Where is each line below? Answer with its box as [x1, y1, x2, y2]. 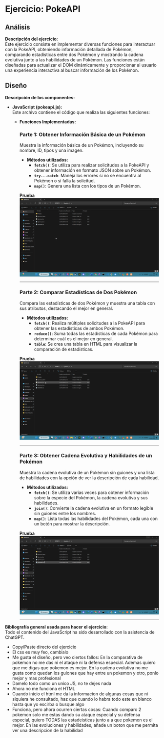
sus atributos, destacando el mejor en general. [19, 305, 113, 311]
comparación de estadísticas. [34, 346, 94, 352]
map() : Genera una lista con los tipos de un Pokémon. [34, 183, 141, 189]
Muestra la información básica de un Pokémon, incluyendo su [19, 142, 144, 148]
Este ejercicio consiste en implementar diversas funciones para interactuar [5, 41, 156, 47]
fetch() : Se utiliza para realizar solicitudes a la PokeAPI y [34, 162, 149, 168]
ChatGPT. [5, 634, 24, 640]
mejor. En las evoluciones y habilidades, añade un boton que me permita [12, 722, 158, 728]
